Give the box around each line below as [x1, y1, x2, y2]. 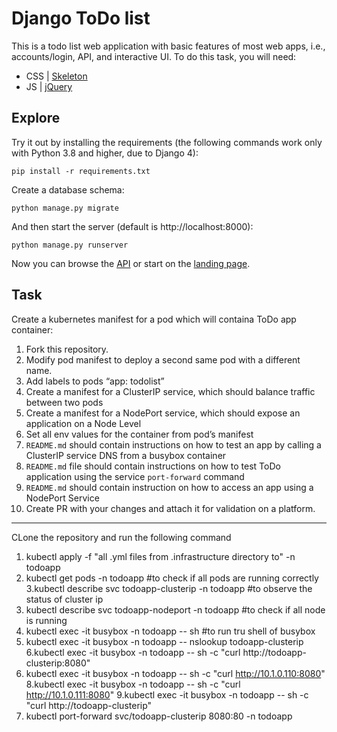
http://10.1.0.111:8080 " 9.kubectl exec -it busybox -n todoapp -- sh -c [25, 688, 309, 701]
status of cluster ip [25, 593, 104, 605]
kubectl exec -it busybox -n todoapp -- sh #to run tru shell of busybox [25, 625, 316, 637]
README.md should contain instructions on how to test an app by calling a [25, 438, 322, 451]
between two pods [25, 396, 104, 408]
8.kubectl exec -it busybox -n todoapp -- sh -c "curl [25, 678, 241, 690]
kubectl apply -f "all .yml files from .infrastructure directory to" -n [25, 550, 296, 562]
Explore [11, 110, 61, 127]
